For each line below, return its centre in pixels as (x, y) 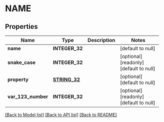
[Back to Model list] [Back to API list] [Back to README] (61, 115)
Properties (21, 27)
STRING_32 (67, 80)
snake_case (21, 62)
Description (102, 40)
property (18, 80)
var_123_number (28, 97)
